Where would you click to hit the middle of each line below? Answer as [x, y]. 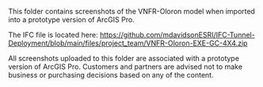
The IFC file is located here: [53, 35]
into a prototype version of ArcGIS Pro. [71, 20]
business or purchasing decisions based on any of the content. [111, 75]
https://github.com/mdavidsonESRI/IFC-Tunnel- [177, 35]
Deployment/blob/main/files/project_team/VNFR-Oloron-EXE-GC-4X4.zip [128, 43]
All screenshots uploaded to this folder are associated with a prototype [124, 58]
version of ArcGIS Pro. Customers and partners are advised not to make [126, 67]
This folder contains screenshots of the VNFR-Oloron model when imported [132, 11]
